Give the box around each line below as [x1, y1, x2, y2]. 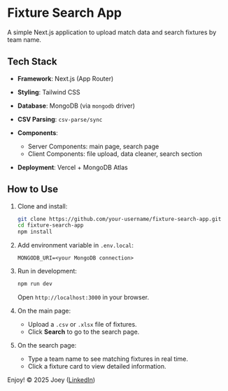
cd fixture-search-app [17, 222, 84, 229]
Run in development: [17, 267, 77, 276]
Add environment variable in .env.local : [17, 241, 134, 250]
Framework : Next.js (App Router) [17, 74, 114, 83]
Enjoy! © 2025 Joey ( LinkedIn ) [7, 376, 96, 384]
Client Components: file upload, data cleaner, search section [27, 149, 203, 158]
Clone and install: [17, 201, 68, 211]
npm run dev [17, 280, 52, 287]
